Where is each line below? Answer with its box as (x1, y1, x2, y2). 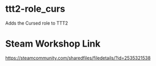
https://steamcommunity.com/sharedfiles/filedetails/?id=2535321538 (5, 55, 151, 61)
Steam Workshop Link (5, 38, 101, 50)
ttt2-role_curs (5, 3, 65, 15)
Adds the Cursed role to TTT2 (5, 20, 68, 26)
